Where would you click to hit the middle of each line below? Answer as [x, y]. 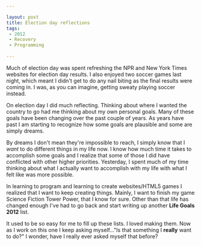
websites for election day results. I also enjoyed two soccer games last [94, 74]
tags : [13, 28]
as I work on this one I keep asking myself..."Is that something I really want [99, 230]
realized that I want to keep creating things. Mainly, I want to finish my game [100, 192]
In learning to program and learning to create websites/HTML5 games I [94, 186]
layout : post [23, 17]
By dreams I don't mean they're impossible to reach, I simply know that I [96, 142]
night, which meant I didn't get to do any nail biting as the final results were [99, 80]
